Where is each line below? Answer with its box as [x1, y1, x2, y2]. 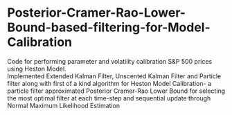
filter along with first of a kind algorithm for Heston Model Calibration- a [7, 79, 212, 87]
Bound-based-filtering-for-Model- [7, 19, 211, 35]
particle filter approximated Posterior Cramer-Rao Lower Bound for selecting [7, 87, 226, 95]
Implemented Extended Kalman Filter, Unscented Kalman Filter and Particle [7, 71, 222, 80]
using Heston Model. [7, 64, 67, 73]
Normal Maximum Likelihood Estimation [7, 101, 120, 109]
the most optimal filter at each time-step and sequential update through [7, 94, 211, 102]
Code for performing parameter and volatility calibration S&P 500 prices [7, 57, 213, 65]
